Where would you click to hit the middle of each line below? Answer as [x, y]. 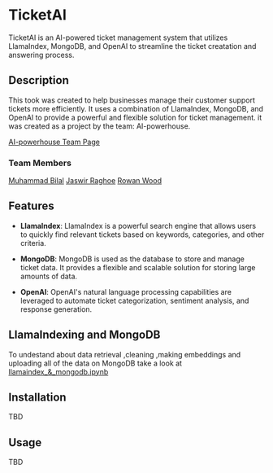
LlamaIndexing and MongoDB [84, 335]
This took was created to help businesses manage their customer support [132, 100]
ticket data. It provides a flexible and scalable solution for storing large [138, 267]
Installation [37, 398]
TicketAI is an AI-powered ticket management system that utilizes [118, 37]
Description [39, 80]
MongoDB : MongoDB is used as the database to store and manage [132, 259]
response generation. [56, 309]
